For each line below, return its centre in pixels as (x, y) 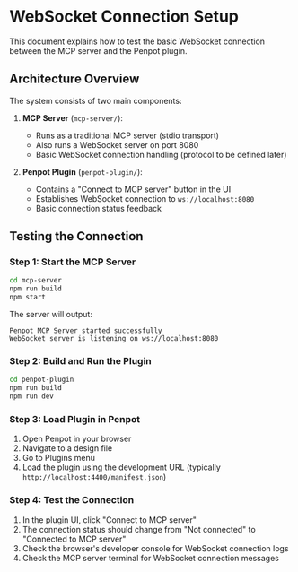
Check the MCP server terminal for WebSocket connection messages (151, 558)
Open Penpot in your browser (77, 439)
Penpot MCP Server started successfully (86, 331)
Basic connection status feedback (99, 208)
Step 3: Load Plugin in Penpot (75, 419)
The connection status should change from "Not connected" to (139, 529)
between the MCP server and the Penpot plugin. (98, 50)
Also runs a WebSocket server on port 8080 (117, 144)
